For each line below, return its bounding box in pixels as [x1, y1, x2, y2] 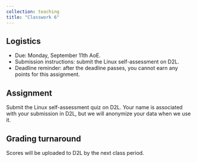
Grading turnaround [6, 134, 81, 144]
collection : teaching [6, 8, 60, 15]
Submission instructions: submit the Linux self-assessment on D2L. [14, 58, 180, 65]
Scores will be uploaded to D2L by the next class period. [6, 149, 144, 156]
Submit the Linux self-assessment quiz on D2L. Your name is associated [6, 104, 183, 111]
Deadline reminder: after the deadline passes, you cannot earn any [14, 65, 178, 72]
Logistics [6, 36, 41, 46]
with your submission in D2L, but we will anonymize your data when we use [6, 110, 191, 117]
